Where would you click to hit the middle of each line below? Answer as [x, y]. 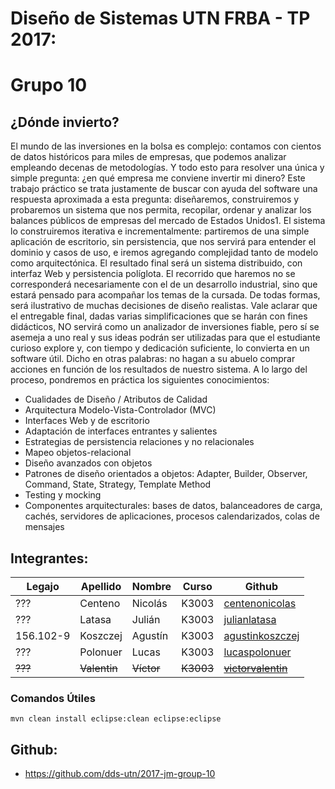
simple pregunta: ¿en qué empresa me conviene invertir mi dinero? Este [158, 178]
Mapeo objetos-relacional [78, 453]
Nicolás [149, 603]
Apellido [101, 586]
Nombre [151, 586]
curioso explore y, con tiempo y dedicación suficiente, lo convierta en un [160, 348]
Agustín [150, 635]
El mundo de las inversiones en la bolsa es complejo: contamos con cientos [166, 146]
